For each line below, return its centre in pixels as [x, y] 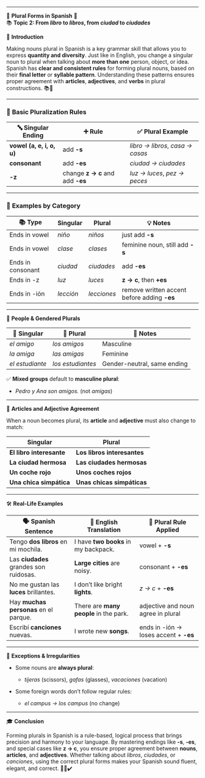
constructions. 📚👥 [30, 88]
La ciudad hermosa [38, 462]
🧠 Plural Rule [167, 522]
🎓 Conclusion [25, 721]
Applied [167, 530]
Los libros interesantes [110, 452]
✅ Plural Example [163, 132]
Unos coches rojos [104, 472]
